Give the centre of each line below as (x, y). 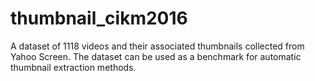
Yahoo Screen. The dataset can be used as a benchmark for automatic (156, 56)
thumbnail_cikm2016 (99, 18)
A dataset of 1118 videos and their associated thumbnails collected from (157, 46)
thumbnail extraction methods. (73, 67)
